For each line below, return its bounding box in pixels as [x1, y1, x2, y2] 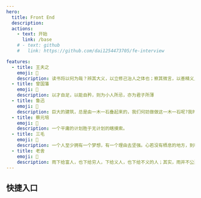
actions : [11, 25, 33, 32]
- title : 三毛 [11, 131, 45, 137]
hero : [6, 8, 20, 15]
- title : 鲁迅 [11, 98, 45, 104]
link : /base [22, 37, 52, 43]
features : [6, 58, 31, 65]
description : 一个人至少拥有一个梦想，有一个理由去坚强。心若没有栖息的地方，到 [17, 142, 194, 148]
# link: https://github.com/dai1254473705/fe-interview [17, 48, 165, 54]
